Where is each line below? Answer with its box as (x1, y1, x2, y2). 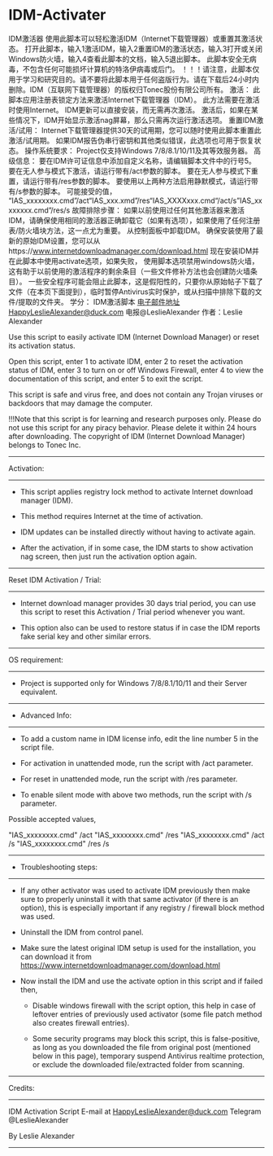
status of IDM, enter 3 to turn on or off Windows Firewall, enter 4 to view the (8, 365, 264, 375)
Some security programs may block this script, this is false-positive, (32, 1033, 260, 1044)
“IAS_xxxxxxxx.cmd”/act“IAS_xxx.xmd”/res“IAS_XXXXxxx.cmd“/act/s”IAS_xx (8, 196, 262, 205)
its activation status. (8, 341, 76, 350)
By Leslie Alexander (8, 1131, 75, 1141)
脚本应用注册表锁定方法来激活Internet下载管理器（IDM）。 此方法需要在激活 (8, 95, 260, 104)
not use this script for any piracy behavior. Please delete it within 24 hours (8, 422, 258, 433)
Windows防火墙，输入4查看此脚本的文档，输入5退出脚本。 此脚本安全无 (8, 54, 250, 64)
